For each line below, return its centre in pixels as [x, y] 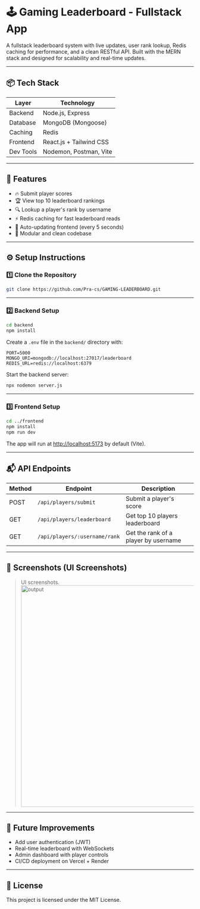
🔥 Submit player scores [43, 193]
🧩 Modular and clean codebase [53, 233]
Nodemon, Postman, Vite [77, 151]
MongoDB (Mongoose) [75, 122]
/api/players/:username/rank [79, 536]
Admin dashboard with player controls [62, 855]
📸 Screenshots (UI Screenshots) [67, 568]
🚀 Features [26, 179]
